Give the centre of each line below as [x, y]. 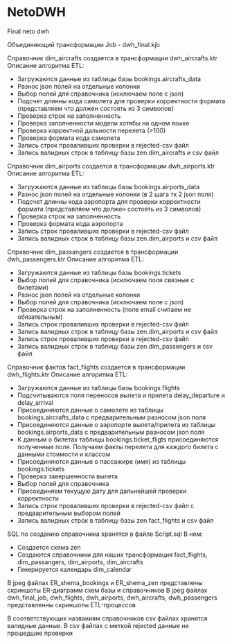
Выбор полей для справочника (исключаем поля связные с [106, 280]
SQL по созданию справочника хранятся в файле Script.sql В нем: [105, 534]
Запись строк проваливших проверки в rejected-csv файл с [106, 505]
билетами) [33, 287]
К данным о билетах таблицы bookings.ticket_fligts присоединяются [118, 439]
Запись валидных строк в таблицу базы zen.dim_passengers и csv [115, 346]
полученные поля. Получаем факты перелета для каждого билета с [118, 446]
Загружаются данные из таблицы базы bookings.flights [98, 388]
